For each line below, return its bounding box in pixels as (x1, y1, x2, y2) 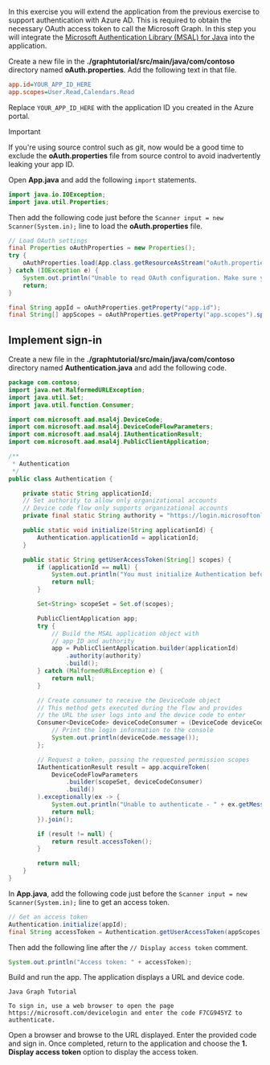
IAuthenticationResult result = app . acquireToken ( (37, 763, 211, 771)
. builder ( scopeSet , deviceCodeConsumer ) (65, 778, 203, 786)
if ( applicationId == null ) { (37, 563, 138, 571)
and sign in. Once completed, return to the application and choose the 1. (8, 1038, 247, 1048)
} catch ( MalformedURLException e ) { (37, 667, 163, 675)
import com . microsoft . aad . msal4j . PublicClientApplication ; (8, 438, 211, 446)
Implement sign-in (8, 333, 103, 346)
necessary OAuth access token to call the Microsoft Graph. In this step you (8, 24, 256, 33)
